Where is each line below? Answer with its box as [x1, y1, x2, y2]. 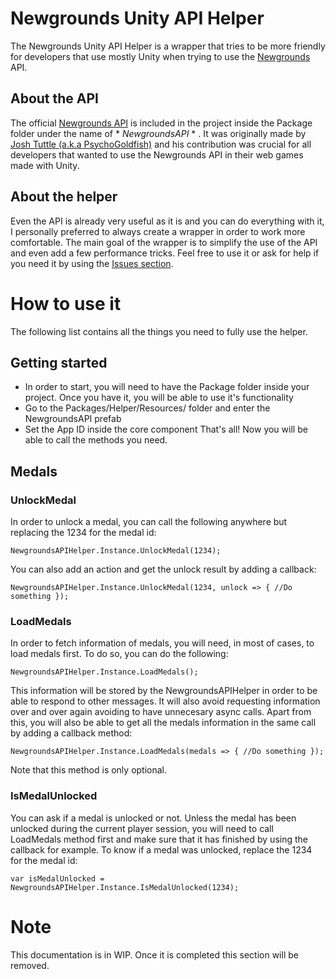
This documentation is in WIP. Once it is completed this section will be [10, 948, 299, 961]
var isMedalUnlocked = [10, 873, 105, 884]
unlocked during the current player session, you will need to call [10, 822, 274, 834]
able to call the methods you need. [24, 434, 168, 446]
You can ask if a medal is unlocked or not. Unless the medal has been [10, 812, 297, 824]
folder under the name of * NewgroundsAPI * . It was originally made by [10, 127, 307, 139]
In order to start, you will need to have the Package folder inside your [24, 381, 310, 393]
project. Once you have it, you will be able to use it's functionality [24, 392, 294, 404]
